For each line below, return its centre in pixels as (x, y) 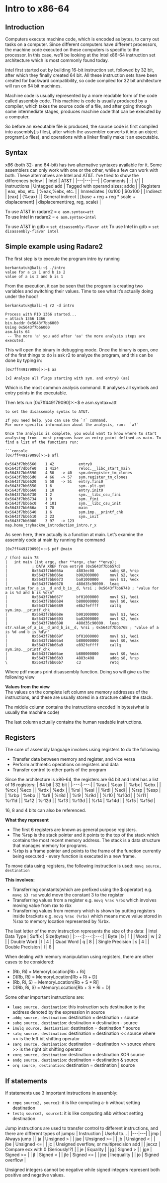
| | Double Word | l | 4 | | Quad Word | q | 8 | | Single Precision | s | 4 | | (77, 942)
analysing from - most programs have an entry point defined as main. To (83, 438)
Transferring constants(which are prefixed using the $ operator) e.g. (82, 889)
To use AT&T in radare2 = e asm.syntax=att (49, 211)
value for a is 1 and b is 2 (35, 272)
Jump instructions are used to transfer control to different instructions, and (82, 1128)
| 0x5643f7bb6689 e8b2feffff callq (63, 605)
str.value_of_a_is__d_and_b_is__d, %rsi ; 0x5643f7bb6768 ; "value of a (82, 627)
